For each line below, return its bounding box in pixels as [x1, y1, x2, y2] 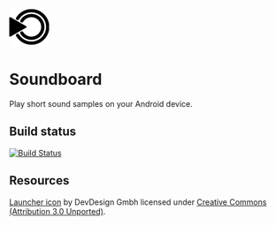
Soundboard [9, 70, 103, 90]
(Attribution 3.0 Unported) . [9, 206, 106, 216]
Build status [9, 124, 77, 139]
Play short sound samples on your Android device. [9, 98, 193, 109]
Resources [9, 173, 70, 188]
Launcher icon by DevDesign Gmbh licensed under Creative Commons [9, 197, 267, 207]
